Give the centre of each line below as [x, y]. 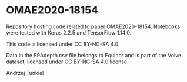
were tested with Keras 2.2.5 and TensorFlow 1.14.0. [69, 32]
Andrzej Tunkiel [25, 73]
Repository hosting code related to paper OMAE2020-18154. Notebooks [93, 26]
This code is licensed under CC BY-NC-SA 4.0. [63, 44]
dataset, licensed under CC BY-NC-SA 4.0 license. [67, 61]
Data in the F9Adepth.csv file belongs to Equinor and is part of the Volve [94, 55]
